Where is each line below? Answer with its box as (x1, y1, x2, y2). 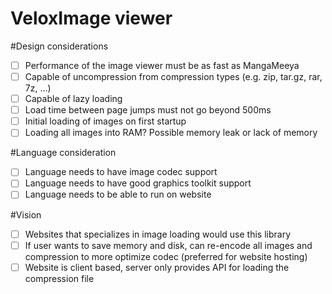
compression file (24, 272, 95, 284)
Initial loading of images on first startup (24, 115, 187, 127)
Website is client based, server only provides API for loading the (24, 261, 290, 273)
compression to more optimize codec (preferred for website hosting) (24, 250, 308, 262)
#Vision (10, 208, 42, 221)
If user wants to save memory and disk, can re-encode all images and (24, 239, 313, 251)
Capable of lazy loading (24, 93, 123, 105)
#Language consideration (10, 147, 117, 159)
